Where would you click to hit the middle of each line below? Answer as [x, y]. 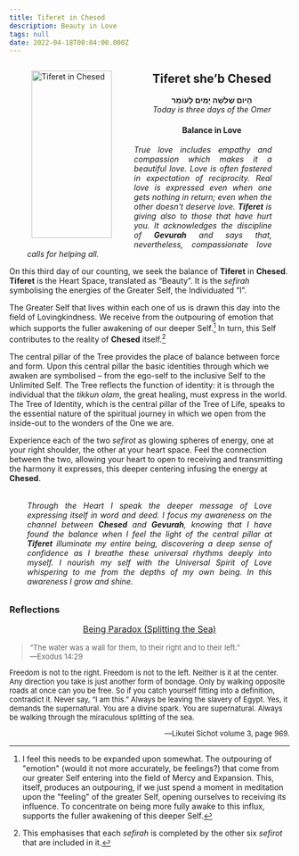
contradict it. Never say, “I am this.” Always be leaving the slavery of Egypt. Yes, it [149, 700]
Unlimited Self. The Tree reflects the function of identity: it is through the [142, 385]
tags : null [29, 34]
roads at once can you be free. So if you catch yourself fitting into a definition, [142, 691]
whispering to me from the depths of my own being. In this [149, 571]
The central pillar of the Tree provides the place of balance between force [145, 356]
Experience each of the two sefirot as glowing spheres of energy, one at [141, 440]
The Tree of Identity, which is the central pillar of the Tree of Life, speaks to [147, 403]
